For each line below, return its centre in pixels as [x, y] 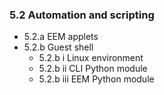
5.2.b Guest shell [58, 47]
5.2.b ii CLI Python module [93, 69]
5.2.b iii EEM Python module [96, 79]
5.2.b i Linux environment [91, 58]
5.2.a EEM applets [61, 37]
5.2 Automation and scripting [82, 15]
